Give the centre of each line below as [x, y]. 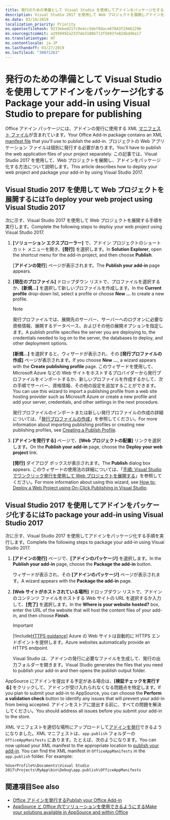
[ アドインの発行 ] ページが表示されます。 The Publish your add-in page [86, 265]
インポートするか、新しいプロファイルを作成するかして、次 [101, 379]
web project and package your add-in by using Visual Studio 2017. [74, 172]
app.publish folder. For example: [39, 756]
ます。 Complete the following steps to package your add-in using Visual [89, 542]
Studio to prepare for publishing [74, 114]
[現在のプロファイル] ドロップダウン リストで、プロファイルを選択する [86, 282]
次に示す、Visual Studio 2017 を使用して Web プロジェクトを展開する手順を [84, 220]
